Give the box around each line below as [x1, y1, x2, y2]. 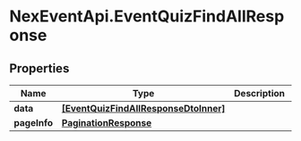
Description [234, 87, 285, 99]
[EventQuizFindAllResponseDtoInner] [61, 103, 226, 114]
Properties [9, 61, 70, 76]
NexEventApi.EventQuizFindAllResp [9, 6, 285, 27]
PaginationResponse [61, 117, 152, 129]
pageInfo [13, 117, 54, 129]
